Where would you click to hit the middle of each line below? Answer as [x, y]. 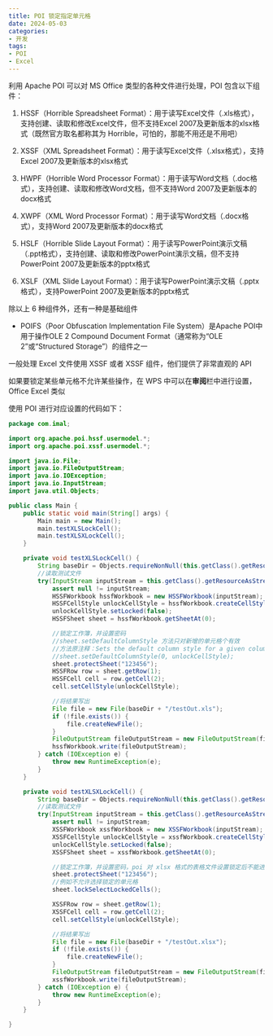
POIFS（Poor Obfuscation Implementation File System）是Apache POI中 [141, 326]
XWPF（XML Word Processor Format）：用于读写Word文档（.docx [131, 216]
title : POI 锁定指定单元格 [50, 16]
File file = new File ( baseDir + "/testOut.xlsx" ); [139, 942]
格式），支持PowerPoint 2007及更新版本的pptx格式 [104, 291]
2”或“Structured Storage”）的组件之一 [84, 346]
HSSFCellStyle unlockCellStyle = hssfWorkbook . [134, 604]
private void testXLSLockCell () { [81, 559]
